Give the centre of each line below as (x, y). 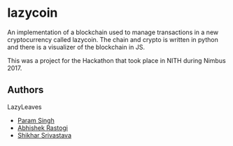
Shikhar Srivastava (44, 135)
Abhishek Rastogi (43, 128)
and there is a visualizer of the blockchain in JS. (76, 47)
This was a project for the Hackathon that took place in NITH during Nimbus (116, 60)
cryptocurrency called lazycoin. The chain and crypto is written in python (113, 39)
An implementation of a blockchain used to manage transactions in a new (113, 32)
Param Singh (36, 120)
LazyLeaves (24, 107)
